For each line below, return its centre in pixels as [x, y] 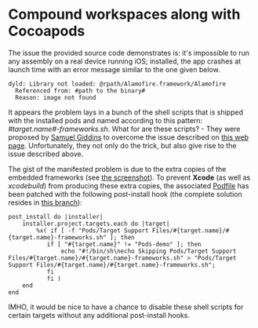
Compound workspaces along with [124, 15]
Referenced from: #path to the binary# [80, 91]
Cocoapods [47, 31]
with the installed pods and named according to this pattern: [105, 120]
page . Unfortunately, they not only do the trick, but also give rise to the [122, 145]
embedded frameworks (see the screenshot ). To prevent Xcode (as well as [129, 177]
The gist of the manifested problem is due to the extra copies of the [117, 169]
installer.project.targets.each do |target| [96, 224]
